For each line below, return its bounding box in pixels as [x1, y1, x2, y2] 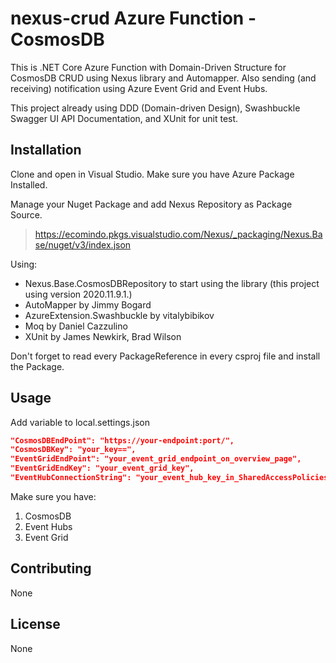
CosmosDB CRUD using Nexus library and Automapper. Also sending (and [10, 72, 317, 84]
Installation [10, 142, 82, 159]
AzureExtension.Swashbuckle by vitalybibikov [24, 309, 215, 321]
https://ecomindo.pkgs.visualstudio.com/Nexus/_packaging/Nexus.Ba [34, 228, 323, 240]
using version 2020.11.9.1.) [24, 288, 133, 300]
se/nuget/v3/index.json [34, 238, 132, 251]
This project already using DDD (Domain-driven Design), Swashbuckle [10, 102, 301, 114]
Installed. [10, 178, 48, 191]
